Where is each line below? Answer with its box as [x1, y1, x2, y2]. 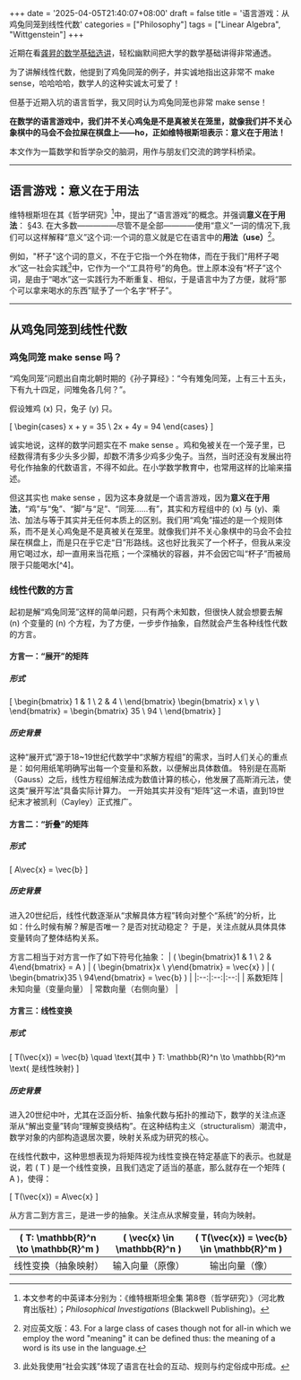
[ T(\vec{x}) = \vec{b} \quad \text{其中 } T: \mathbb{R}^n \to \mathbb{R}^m [9, 1052, 287, 1063]
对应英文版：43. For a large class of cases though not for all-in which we [21, 1323, 291, 1333]
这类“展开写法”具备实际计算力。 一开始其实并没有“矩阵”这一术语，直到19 [9, 785, 277, 796]
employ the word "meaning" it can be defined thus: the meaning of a [21, 1333, 276, 1344]
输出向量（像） [209, 1260, 273, 1272]
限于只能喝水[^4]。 [9, 559, 79, 571]
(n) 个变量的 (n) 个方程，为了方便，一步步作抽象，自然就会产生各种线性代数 [9, 617, 288, 628]
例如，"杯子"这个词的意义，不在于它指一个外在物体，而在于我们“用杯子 [9, 251, 271, 262]
